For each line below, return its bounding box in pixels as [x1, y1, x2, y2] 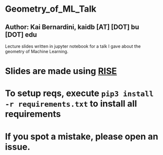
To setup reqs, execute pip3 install [5, 88, 154, 99]
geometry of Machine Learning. [5, 49, 69, 54]
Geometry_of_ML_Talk [5, 3, 96, 15]
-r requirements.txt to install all [5, 98, 137, 109]
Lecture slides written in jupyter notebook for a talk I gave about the [5, 43, 141, 49]
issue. [5, 141, 31, 152]
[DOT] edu [5, 30, 37, 39]
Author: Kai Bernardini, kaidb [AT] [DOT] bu [5, 23, 140, 31]
